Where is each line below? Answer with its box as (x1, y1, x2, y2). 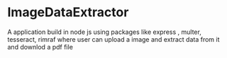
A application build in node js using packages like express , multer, (7, 28, 202, 36)
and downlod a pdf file (7, 42, 73, 51)
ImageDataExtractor (7, 4, 129, 21)
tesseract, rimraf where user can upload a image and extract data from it (7, 35, 220, 43)
